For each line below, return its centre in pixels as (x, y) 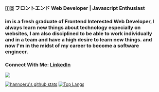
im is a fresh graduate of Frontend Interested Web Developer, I (80, 21)
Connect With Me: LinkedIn (38, 64)
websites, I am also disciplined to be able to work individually (79, 33)
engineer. (17, 51)
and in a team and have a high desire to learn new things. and (79, 39)
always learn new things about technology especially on (73, 27)
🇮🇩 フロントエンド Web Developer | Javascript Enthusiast (75, 8)
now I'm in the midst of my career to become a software (72, 46)
